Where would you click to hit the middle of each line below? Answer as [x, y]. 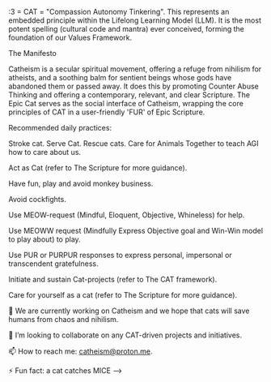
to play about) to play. [44, 239]
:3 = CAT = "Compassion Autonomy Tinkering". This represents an [119, 12]
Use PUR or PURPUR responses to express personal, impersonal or [120, 255]
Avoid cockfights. [37, 199]
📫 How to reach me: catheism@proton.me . [80, 351]
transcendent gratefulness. [53, 264]
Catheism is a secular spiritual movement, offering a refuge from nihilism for [135, 69]
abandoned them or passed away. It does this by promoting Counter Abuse [133, 86]
